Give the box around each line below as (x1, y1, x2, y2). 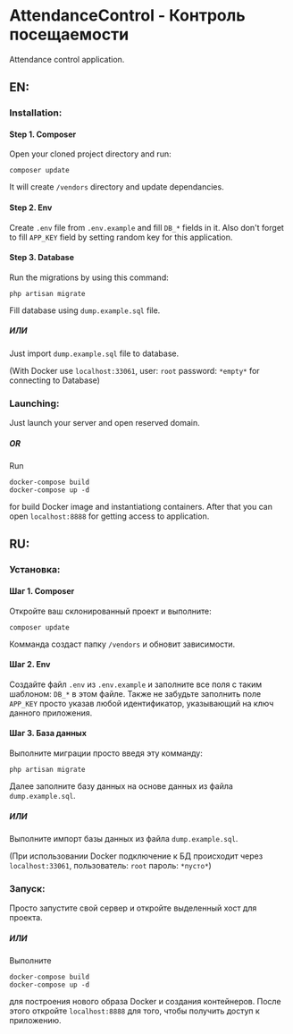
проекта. (9, 912, 43, 923)
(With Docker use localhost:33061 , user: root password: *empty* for (9, 365, 261, 376)
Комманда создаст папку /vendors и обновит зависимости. (9, 639, 236, 649)
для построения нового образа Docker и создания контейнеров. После (9, 996, 281, 1007)
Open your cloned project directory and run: (9, 148, 172, 159)
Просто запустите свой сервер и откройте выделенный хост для (9, 903, 257, 913)
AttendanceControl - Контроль (9, 5, 246, 26)
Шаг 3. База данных (9, 728, 88, 739)
